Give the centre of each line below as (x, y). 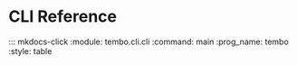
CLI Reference (62, 17)
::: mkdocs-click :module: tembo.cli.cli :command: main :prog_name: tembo (149, 42)
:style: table (30, 51)
